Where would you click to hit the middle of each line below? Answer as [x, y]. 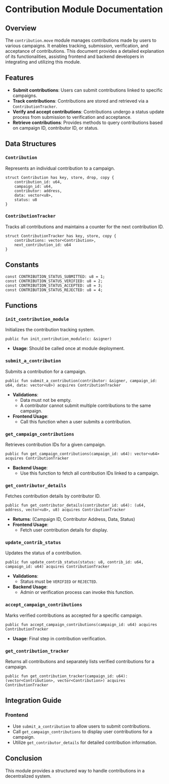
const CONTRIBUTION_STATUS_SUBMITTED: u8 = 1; [55, 276]
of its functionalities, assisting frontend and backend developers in [75, 56]
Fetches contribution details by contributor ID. [53, 496]
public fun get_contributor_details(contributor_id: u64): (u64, [75, 506]
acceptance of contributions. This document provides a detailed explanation [85, 51]
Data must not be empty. [46, 400]
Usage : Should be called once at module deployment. [69, 349]
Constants [22, 265]
